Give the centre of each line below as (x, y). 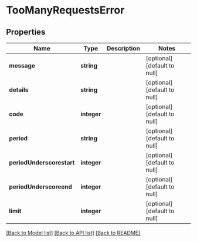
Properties (26, 32)
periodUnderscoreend (40, 187)
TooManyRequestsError (65, 10)
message (22, 65)
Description (123, 48)
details (19, 90)
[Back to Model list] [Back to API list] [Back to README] (73, 233)
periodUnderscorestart (42, 162)
